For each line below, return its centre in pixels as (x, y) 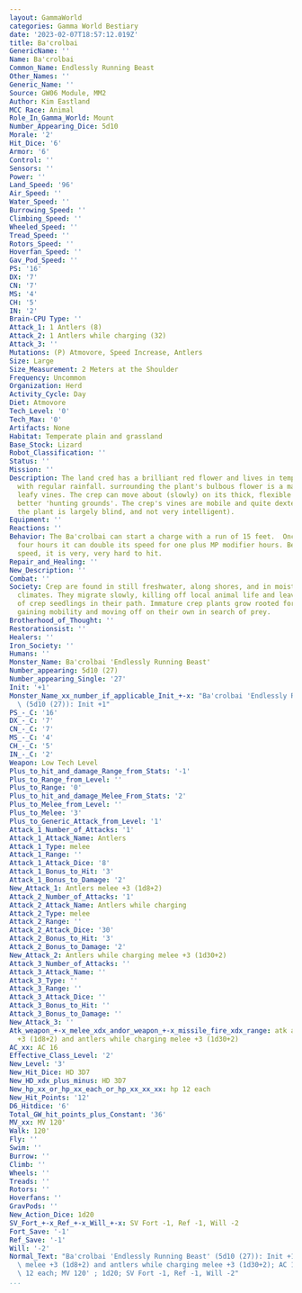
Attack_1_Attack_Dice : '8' (60, 864)
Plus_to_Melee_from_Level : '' (66, 805)
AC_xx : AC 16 (34, 1047)
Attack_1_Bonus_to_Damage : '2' (68, 880)
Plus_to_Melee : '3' (46, 813)
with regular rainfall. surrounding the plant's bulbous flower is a (150, 486)
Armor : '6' (30, 151)
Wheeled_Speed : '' (44, 227)
